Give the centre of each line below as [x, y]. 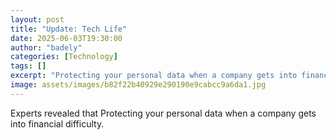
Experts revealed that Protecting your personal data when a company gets [163, 113]
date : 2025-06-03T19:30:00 [66, 38]
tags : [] [28, 66]
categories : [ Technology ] [64, 57]
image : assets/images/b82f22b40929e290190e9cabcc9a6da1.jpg [138, 85]
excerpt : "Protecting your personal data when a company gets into [154, 76]
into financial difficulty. [57, 123]
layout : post [37, 19]
